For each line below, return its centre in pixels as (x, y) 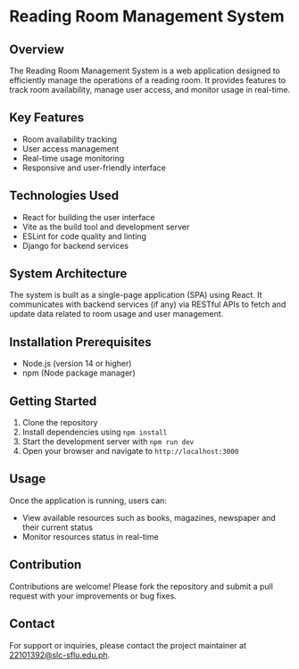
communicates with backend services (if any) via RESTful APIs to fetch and (148, 304)
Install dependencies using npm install (95, 432)
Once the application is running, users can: (88, 500)
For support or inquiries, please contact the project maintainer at (128, 645)
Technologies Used (64, 196)
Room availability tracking (70, 139)
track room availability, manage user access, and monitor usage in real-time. (150, 90)
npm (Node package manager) (79, 373)
